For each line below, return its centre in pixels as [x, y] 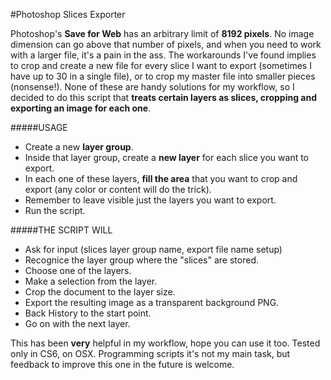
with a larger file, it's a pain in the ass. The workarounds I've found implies [163, 55]
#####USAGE [39, 127]
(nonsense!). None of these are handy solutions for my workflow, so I [152, 87]
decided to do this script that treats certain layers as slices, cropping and [164, 97]
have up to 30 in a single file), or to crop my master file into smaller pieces [163, 76]
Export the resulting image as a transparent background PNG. [152, 302]
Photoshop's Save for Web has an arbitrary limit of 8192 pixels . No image [162, 33]
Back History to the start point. [88, 313]
